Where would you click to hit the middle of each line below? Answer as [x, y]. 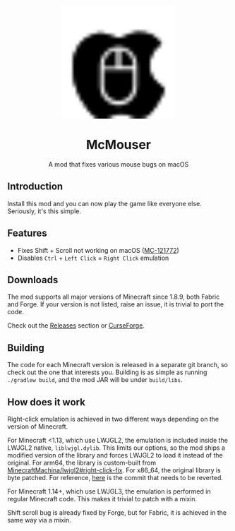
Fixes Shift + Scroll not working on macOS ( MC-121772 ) [98, 250]
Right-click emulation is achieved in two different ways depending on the [113, 419]
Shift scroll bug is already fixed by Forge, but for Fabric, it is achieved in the [117, 513]
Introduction [35, 187]
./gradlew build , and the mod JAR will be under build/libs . [95, 380]
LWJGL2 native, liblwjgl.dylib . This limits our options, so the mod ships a [116, 448]
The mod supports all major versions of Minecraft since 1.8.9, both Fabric [114, 297]
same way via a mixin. [40, 520]
